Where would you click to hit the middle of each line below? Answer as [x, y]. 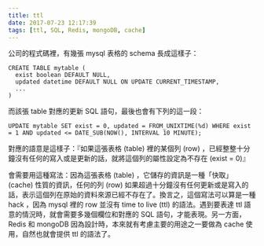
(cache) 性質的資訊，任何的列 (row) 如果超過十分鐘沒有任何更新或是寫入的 [128, 185]
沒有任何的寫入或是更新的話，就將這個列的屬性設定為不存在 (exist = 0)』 [132, 159]
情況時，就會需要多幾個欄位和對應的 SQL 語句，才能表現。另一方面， [134, 215]
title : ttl [26, 15]
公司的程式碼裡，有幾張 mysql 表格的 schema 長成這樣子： [103, 53]
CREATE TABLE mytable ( [47, 68]
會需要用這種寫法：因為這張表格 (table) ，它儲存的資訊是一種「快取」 [121, 175]
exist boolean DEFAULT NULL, [63, 75]
